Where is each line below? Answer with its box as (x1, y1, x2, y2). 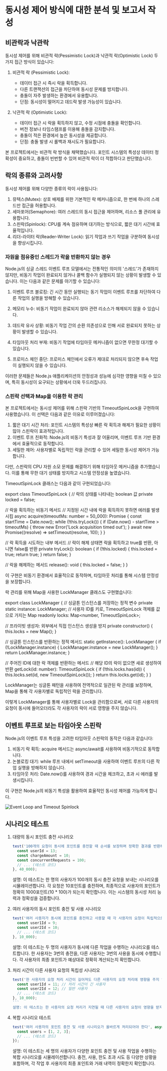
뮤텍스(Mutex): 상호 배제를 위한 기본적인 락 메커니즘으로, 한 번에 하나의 (12, 196, 151, 202)
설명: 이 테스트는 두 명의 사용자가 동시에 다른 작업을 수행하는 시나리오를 (12, 944, 151, 950)
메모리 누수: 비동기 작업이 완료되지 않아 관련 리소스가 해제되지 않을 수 (12, 306, 147, 312)
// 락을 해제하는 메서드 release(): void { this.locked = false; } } (5, 562, 128, 568)
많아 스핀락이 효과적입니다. (12, 428, 65, 434)
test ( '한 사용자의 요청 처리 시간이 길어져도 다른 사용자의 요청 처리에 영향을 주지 (12, 977, 160, 982)
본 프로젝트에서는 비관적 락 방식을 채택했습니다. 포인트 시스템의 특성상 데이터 (5, 149, 154, 155)
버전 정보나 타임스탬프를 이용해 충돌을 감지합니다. (19, 126, 116, 132)
